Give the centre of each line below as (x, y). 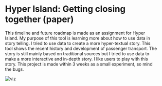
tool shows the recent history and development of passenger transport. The (81, 48)
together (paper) (39, 19)
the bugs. (15, 69)
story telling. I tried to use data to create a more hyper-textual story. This (78, 43)
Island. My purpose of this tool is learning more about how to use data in (78, 38)
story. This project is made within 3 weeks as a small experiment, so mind (79, 64)
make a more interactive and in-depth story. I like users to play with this (77, 59)
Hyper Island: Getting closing (65, 9)
